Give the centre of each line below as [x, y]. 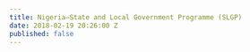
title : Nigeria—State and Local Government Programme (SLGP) [126, 17]
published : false [42, 33]
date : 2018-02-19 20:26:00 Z [64, 26]
